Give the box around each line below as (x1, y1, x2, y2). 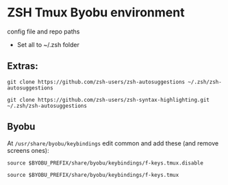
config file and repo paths (7, 27, 80, 35)
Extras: (7, 60, 39, 72)
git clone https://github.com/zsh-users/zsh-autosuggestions (7, 79, 186, 85)
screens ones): (7, 146, 49, 154)
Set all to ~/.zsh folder (16, 40, 80, 48)
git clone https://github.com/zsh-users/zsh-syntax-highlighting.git (7, 96, 210, 103)
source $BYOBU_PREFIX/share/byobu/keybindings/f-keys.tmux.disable (7, 159, 204, 167)
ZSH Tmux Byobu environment (7, 5, 185, 20)
